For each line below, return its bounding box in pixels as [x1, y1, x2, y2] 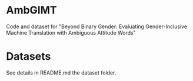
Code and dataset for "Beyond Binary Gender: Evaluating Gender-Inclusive [6, 23, 187, 30]
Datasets [6, 50, 51, 63]
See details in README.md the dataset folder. [6, 69, 117, 76]
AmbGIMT [6, 4, 57, 17]
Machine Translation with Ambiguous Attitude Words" [6, 29, 137, 36]
